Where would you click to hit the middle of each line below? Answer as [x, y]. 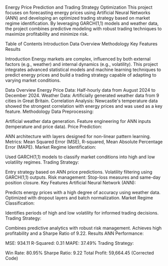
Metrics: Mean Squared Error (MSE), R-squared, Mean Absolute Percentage [84, 142]
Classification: [20, 203]
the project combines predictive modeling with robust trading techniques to [83, 29]
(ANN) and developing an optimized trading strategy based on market [78, 18]
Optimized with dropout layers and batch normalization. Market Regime [79, 198]
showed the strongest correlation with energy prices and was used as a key [84, 106]
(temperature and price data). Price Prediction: [54, 126]
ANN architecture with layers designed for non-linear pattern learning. [78, 136]
